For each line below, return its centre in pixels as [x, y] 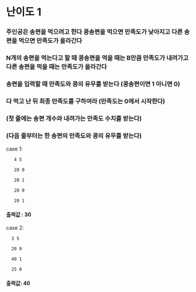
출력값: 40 [18, 283]
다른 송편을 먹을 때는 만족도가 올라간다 [56, 67]
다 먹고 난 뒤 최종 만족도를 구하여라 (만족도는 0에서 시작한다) [86, 101]
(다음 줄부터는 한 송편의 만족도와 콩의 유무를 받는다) [74, 136]
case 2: [15, 228]
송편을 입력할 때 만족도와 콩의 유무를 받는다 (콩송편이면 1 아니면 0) [93, 84]
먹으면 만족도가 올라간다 [50, 41]
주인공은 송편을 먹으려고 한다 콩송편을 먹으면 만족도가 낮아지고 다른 [94, 32]
